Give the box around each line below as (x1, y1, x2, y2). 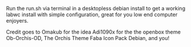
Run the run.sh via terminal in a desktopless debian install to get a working (6, 5, 186, 12)
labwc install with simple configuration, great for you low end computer (6, 11, 178, 18)
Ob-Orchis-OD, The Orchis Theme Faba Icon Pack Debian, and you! (6, 35, 170, 41)
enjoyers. (6, 17, 29, 24)
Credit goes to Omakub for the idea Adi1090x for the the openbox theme (6, 28, 181, 35)
